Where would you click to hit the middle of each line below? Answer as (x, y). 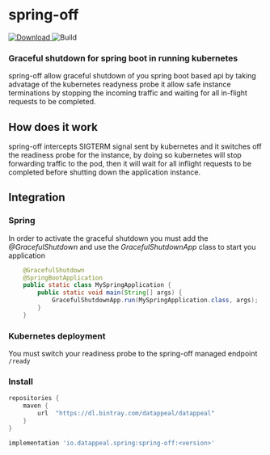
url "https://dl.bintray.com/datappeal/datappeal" (127, 414)
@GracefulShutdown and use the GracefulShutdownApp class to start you (132, 246)
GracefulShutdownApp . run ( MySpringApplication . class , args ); (155, 301)
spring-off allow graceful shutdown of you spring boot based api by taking (132, 76)
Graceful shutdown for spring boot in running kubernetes (123, 58)
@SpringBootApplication (63, 278)
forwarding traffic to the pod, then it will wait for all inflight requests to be (130, 164)
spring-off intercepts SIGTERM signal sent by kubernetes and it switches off (135, 146)
